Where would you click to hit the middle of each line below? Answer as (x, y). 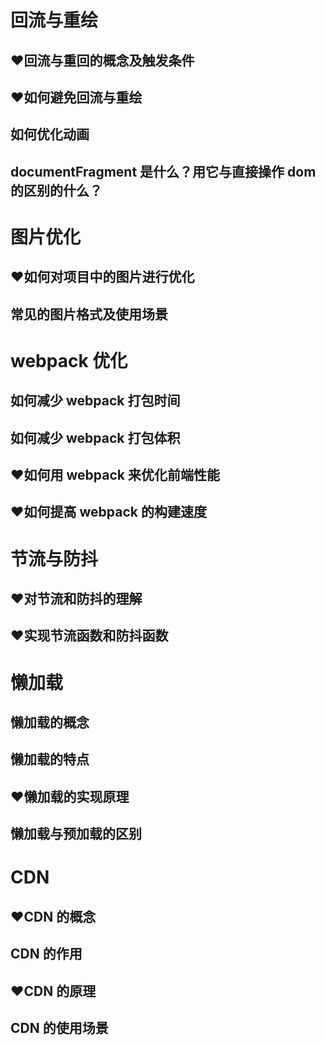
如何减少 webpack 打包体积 (95, 437)
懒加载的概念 (50, 722)
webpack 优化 (69, 360)
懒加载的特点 (50, 759)
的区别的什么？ (56, 190)
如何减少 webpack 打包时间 (95, 401)
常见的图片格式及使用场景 (89, 314)
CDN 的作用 (46, 954)
